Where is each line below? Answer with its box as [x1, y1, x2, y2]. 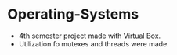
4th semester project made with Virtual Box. [18, 31, 161, 40]
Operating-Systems [7, 5, 139, 23]
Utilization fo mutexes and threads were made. [18, 39, 169, 48]
